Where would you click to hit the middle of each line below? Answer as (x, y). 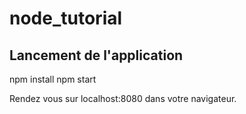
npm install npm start (53, 79)
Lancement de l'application (96, 55)
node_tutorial (66, 18)
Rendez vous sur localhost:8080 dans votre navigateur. (123, 98)
